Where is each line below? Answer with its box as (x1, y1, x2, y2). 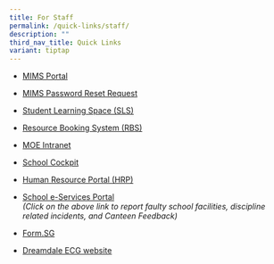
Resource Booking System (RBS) (21, 122, 143, 134)
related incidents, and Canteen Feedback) (21, 210, 179, 221)
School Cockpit (21, 157, 79, 168)
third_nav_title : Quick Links (9, 37, 122, 47)
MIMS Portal (21, 70, 69, 81)
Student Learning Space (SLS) (21, 105, 134, 116)
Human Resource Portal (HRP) (21, 175, 134, 186)
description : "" (9, 29, 70, 38)
